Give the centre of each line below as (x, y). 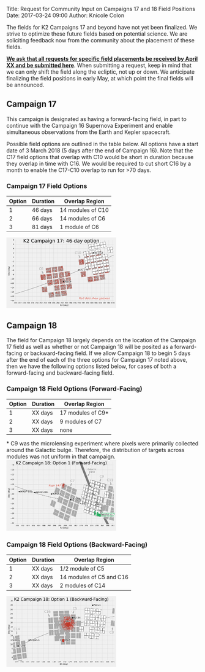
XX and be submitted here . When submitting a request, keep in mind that (99, 65)
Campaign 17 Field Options (47, 186)
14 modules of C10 (84, 210)
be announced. (25, 85)
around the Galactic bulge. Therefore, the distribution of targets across (95, 450)
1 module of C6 (79, 227)
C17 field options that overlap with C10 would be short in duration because (100, 157)
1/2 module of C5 (82, 568)
